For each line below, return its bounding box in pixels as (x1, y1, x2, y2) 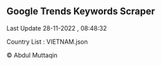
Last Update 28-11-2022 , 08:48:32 (6, 24, 107, 32)
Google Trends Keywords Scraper (6, 6, 155, 17)
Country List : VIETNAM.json (6, 38, 88, 46)
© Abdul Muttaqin (6, 51, 58, 59)
